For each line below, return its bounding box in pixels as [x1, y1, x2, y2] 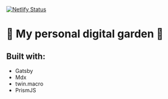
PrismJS [15, 87, 36, 94]
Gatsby [15, 67, 33, 74]
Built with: [6, 51, 45, 61]
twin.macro [15, 80, 44, 87]
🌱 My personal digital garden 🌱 [6, 27, 164, 41]
